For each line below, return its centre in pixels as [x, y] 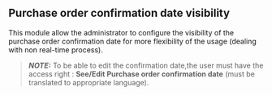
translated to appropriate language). [89, 82]
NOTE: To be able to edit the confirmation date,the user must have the [146, 65]
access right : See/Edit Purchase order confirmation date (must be [142, 74]
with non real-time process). [56, 50]
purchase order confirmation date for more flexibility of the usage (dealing [133, 41]
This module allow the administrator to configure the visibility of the [121, 32]
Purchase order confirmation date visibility [119, 13]
